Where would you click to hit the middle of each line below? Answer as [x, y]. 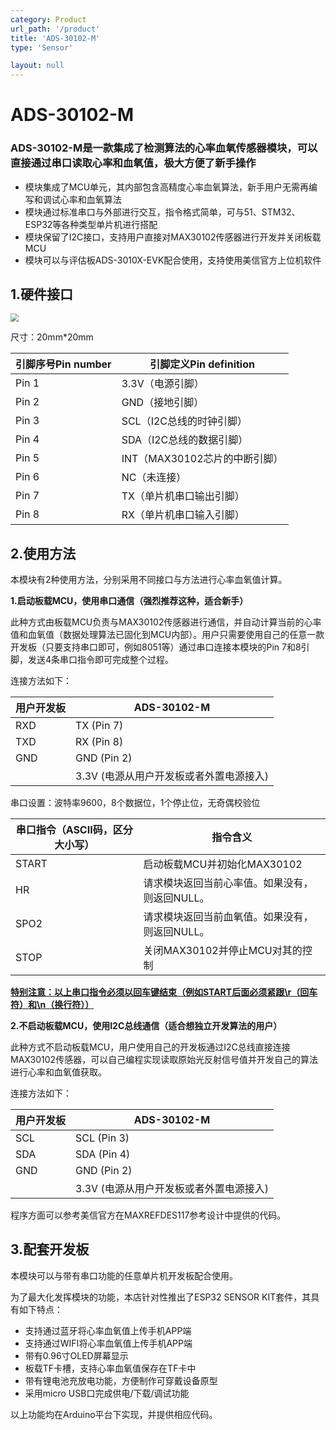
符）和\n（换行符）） [52, 1005]
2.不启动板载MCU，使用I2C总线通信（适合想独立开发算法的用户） [146, 1026]
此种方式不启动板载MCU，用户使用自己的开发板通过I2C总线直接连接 [150, 1047]
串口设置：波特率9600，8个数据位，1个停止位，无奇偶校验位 [135, 803]
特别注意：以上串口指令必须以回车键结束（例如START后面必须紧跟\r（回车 [164, 992]
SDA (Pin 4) [103, 1154]
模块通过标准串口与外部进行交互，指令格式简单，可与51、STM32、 [162, 212]
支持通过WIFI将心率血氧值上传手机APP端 [108, 1343]
